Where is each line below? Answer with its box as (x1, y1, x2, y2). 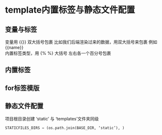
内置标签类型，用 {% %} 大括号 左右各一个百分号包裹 (5, 51, 112, 56)
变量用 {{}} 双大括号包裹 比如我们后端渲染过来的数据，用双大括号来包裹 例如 (5, 39, 158, 45)
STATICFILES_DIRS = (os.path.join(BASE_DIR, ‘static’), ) (5, 125, 125, 130)
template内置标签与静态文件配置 (5, 4, 135, 16)
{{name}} (5, 45, 24, 50)
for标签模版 (5, 84, 40, 92)
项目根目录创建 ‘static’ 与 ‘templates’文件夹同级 (5, 116, 99, 121)
